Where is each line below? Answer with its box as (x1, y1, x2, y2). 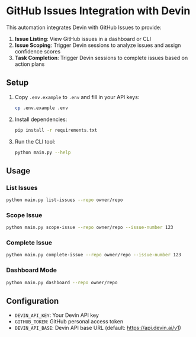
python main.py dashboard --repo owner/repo (6, 279, 118, 285)
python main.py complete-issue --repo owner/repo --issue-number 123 (6, 252, 182, 258)
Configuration (6, 295, 59, 306)
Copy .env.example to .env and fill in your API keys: (14, 93, 140, 100)
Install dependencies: (14, 116, 68, 123)
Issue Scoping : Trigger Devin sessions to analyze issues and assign (14, 42, 181, 49)
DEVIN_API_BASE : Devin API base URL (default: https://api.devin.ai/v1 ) (14, 325, 182, 332)
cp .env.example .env (14, 105, 68, 111)
